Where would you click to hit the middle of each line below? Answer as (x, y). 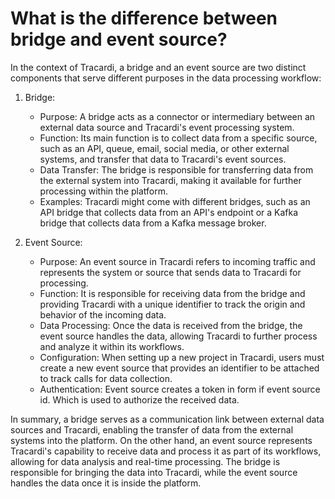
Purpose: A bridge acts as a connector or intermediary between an (177, 116)
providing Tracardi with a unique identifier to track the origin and (172, 304)
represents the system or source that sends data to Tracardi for (170, 272)
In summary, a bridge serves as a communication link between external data (167, 419)
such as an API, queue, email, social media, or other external (164, 148)
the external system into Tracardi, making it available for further (170, 180)
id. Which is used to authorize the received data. (139, 399)
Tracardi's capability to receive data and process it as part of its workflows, (166, 451)
